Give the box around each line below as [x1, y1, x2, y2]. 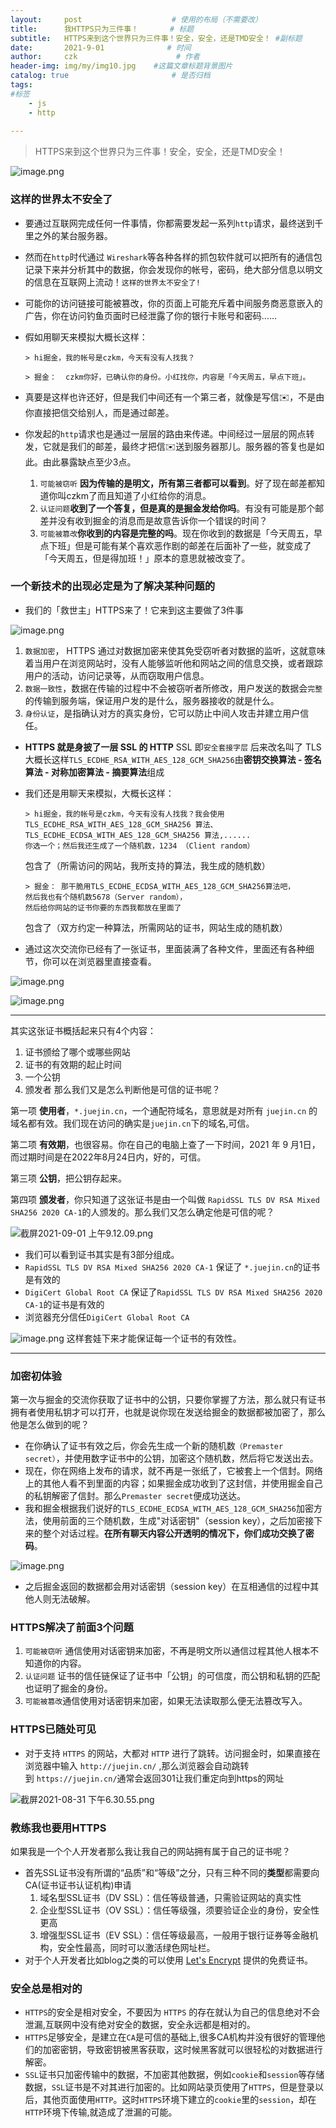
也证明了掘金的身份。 [24, 1682, 113, 1695]
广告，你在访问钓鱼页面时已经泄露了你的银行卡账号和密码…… [24, 309, 277, 321]
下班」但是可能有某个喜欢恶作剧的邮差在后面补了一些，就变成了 [48, 539, 312, 551]
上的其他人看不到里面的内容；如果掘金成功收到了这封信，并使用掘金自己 [24, 1477, 323, 1490]
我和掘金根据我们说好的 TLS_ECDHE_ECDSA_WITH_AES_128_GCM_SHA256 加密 [24, 1502, 314, 1515]
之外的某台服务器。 [33, 229, 113, 241]
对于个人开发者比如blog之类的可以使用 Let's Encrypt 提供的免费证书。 [24, 1954, 314, 1966]
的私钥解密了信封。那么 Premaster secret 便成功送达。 [24, 1490, 247, 1502]
